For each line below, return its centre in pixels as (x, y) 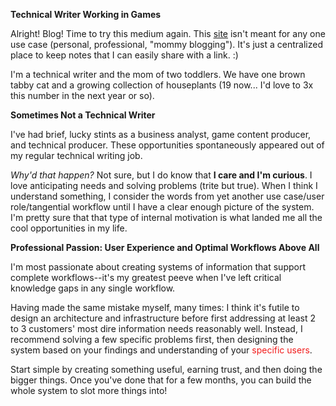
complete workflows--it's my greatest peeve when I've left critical (146, 277)
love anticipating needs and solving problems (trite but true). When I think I (164, 185)
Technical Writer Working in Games (86, 14)
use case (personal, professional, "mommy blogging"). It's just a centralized (166, 44)
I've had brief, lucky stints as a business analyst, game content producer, (161, 134)
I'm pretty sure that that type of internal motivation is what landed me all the (166, 217)
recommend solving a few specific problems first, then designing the (152, 339)
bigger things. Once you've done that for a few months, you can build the (161, 380)
